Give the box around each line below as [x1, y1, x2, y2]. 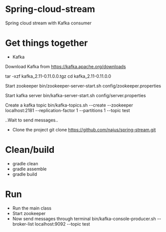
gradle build [12, 171, 37, 177]
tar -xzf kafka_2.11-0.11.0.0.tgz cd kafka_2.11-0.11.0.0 [5, 73, 111, 79]
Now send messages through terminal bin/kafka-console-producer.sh [12, 216, 156, 222]
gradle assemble [12, 166, 47, 172]
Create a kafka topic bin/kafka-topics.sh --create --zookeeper [5, 102, 134, 108]
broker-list [12, 221, 34, 227]
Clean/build [5, 144, 55, 155]
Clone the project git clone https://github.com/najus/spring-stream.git [12, 126, 156, 132]
